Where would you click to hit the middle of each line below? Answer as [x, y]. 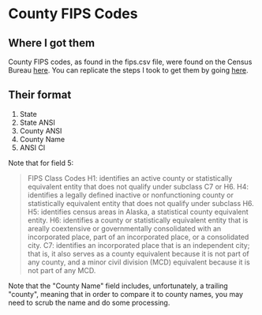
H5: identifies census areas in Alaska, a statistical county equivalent [138, 212]
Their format [40, 95]
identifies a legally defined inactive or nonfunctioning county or [131, 195]
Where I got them [52, 43]
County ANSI [41, 130]
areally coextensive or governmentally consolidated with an [124, 228]
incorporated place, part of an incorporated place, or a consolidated [138, 237]
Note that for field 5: [41, 163]
